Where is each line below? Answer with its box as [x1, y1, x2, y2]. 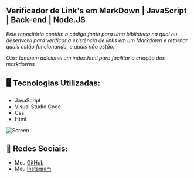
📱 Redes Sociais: [6, 144, 69, 154]
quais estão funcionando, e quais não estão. [6, 43, 115, 50]
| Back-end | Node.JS [6, 15, 86, 25]
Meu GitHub [14, 159, 44, 166]
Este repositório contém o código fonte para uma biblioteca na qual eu [6, 30, 178, 37]
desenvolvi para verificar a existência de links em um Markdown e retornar [6, 36, 188, 44]
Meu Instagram [14, 165, 52, 173]
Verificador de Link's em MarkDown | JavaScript [6, 6, 188, 16]
